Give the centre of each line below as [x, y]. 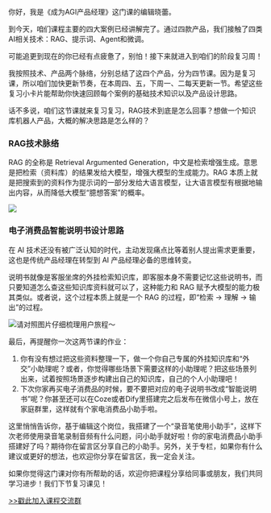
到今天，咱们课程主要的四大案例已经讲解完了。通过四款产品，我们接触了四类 [135, 29]
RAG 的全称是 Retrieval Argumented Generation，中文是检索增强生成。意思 [133, 163]
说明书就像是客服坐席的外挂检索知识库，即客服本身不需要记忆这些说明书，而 [135, 277]
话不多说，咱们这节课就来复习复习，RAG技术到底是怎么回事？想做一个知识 [132, 110]
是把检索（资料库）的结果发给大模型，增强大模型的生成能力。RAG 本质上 [130, 172]
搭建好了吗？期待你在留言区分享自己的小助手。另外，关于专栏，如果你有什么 [135, 446]
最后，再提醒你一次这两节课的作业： [69, 341]
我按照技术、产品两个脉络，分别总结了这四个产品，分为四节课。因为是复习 [132, 73]
